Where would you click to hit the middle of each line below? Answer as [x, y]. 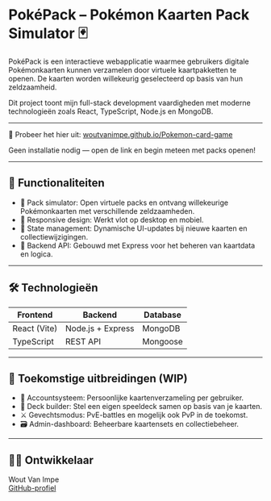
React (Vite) [35, 328]
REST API [83, 341]
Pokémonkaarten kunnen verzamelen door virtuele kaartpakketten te [123, 69]
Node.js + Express [100, 328]
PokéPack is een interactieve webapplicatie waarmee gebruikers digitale [129, 61]
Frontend [35, 315]
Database [163, 315]
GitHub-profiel [32, 488]
